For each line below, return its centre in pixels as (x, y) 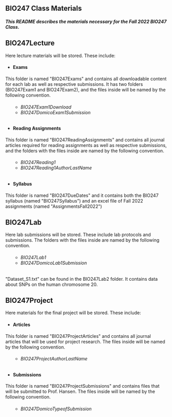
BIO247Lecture (30, 43)
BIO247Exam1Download (46, 107)
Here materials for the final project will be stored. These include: (73, 313)
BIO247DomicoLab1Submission (54, 263)
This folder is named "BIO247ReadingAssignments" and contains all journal (85, 140)
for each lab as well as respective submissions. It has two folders (74, 84)
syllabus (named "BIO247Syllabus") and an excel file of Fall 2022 (74, 201)
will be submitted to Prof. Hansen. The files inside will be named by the (80, 392)
